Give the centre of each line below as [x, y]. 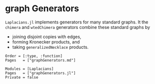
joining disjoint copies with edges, [47, 37]
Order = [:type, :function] [34, 56]
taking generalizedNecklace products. [50, 47]
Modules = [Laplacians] [30, 69]
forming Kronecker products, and [46, 42]
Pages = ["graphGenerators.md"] [41, 60]
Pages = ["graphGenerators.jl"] [41, 73]
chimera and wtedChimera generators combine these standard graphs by [77, 27]
